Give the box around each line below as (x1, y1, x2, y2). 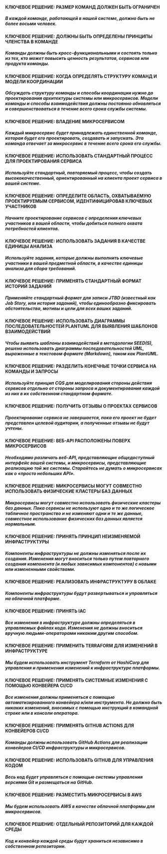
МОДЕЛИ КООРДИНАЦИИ (5, 78, 63, 84)
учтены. (5, 425, 23, 431)
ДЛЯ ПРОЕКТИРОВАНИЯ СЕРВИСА (5, 158, 82, 164)
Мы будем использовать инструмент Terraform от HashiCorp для (5, 659, 149, 665)
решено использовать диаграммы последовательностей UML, (5, 345, 145, 351)
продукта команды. (5, 60, 50, 67)
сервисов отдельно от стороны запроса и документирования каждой (5, 385, 160, 391)
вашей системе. (5, 180, 41, 187)
